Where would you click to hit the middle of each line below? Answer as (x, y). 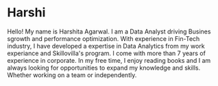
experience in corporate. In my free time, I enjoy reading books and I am (109, 60)
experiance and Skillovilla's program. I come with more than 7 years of (106, 53)
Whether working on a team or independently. (72, 75)
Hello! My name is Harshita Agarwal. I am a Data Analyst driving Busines (109, 31)
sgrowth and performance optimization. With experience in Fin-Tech (104, 38)
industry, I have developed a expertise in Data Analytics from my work (106, 46)
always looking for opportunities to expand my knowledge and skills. (104, 68)
